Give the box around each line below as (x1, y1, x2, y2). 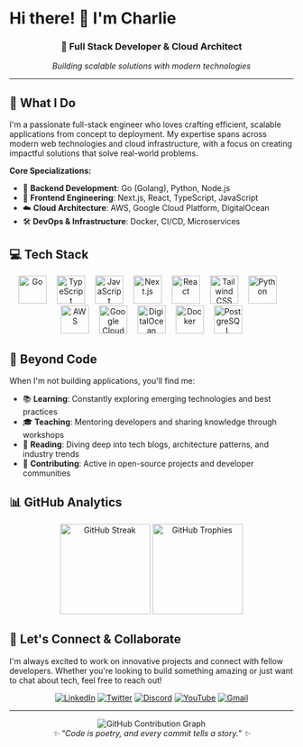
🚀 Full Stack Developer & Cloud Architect (60, 41, 243, 53)
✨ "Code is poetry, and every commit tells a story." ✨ (52, 727, 251, 738)
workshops (22, 429, 65, 440)
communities (22, 468, 71, 478)
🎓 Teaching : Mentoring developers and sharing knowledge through (22, 416, 278, 427)
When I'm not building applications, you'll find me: (9, 375, 196, 386)
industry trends (22, 448, 79, 459)
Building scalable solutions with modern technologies (52, 60, 251, 71)
